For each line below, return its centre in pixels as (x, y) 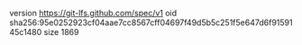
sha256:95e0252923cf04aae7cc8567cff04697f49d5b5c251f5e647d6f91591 (151, 22)
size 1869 (61, 32)
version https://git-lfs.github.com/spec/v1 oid (93, 13)
